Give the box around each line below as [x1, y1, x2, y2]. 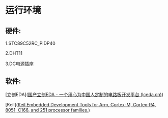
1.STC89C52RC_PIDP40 [5, 40, 56, 46]
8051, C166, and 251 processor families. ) [5, 107, 90, 113]
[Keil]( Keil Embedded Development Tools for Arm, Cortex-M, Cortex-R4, [5, 101, 156, 107]
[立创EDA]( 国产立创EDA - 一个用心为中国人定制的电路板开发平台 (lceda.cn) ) [5, 91, 164, 97]
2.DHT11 [5, 50, 23, 56]
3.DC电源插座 [5, 61, 34, 67]
